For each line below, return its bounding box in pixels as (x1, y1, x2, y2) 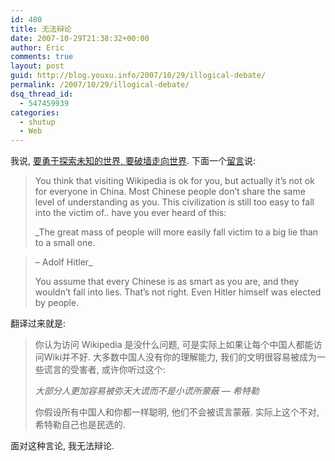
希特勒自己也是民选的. (34, 419, 126, 431)
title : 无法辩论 (10, 24, 72, 34)
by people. (34, 297, 80, 309)
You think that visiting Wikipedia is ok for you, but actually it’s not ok (34, 175, 315, 187)
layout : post (10, 61, 65, 71)
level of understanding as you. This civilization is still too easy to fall (34, 196, 315, 208)
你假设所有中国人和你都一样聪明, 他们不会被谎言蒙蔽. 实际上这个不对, (34, 406, 320, 418)
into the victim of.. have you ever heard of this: (34, 207, 227, 219)
